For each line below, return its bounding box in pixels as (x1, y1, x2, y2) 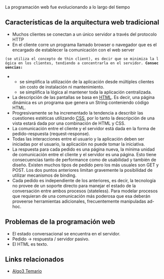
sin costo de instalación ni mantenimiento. (19, 84, 104, 90)
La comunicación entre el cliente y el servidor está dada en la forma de (12, 125, 156, 131)
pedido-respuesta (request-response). (12, 131, 91, 137)
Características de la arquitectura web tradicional (5, 18, 160, 26)
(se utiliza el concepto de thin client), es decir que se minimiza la (5, 56, 154, 61)
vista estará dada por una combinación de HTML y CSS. (12, 120, 126, 126)
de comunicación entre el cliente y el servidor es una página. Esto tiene (12, 151, 157, 157)
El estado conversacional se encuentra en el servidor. (12, 231, 121, 236)
